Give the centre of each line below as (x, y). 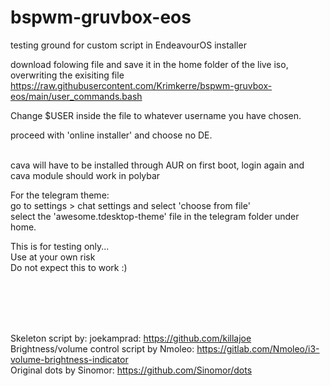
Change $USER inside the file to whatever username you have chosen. (156, 115)
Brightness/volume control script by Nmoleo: (102, 348)
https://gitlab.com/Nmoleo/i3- (258, 348)
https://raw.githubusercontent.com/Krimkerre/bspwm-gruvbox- (141, 85)
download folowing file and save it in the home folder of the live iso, (149, 64)
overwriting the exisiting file (67, 75)
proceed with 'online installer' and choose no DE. (111, 135)
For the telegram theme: (60, 195)
